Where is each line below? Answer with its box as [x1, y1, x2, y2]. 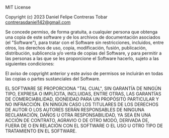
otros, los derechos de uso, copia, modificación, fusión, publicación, [5, 45, 147, 50]
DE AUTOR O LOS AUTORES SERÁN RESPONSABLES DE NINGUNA [5, 107, 145, 112]
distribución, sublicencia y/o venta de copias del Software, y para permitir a [5, 50, 162, 56]
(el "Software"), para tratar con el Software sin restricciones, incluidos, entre [5, 39, 164, 45]
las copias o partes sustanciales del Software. [5, 76, 101, 81]
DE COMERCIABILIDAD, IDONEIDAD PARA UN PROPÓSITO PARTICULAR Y [5, 96, 159, 102]
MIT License [5, 4, 31, 10]
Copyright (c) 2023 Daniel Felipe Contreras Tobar [5, 14, 108, 19]
